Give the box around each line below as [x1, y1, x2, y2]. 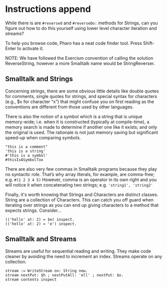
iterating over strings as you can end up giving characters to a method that [5, 202, 159, 208]
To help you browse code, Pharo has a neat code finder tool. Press [5, 40, 142, 46]
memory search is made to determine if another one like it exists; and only [5, 124, 158, 130]
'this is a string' [5, 148, 46, 154]
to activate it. [17, 45, 44, 51]
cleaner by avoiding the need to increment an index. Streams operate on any [5, 253, 163, 259]
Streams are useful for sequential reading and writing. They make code [5, 248, 151, 254]
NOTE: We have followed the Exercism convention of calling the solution [5, 55, 154, 61]
